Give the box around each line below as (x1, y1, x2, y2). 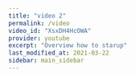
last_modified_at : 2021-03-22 (8, 49, 110, 57)
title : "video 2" (8, 11, 67, 20)
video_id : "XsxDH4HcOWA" (8, 26, 92, 34)
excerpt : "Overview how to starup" (8, 42, 128, 50)
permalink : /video (8, 19, 70, 27)
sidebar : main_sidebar (8, 57, 84, 65)
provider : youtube (8, 34, 70, 43)
